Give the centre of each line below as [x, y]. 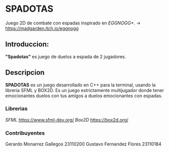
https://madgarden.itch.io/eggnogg [42, 28]
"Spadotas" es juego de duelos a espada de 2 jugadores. [66, 56]
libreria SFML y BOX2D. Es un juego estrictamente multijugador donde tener [84, 90]
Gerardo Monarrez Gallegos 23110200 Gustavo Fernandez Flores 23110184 [83, 144]
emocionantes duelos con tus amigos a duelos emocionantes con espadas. [84, 96]
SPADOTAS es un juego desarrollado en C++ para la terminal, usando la [80, 85]
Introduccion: [27, 44]
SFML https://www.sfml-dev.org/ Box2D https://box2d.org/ [67, 119]
